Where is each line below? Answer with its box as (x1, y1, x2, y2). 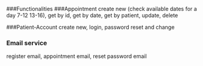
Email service (6, 38, 48, 47)
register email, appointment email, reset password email (6, 53, 148, 60)
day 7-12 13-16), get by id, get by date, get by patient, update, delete (6, 12, 179, 19)
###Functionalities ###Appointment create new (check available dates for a (6, 5, 197, 12)
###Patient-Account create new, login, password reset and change (6, 24, 175, 31)
